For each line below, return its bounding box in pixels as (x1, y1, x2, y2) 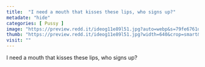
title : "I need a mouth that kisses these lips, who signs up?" (6, 9, 176, 15)
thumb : (6, 32, 23, 38)
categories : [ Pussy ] (6, 20, 64, 26)
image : (6, 26, 23, 32)
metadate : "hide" (6, 15, 51, 21)
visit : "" (6, 37, 32, 43)
